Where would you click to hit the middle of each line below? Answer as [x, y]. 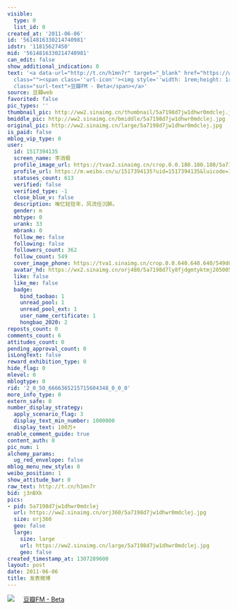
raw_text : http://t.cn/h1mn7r [52, 486]
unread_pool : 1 [42, 303]
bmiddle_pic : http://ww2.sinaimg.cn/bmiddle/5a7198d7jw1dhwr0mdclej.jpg [116, 119]
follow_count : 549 [41, 257]
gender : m [28, 211]
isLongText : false [34, 355]
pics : [15, 500]
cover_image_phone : [42, 263]
